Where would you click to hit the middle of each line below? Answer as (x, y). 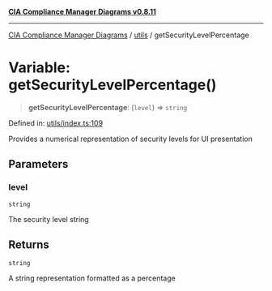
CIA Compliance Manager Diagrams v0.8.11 (82, 12)
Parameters (38, 164)
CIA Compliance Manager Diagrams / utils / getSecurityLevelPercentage (129, 35)
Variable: (40, 68)
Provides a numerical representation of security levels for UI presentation (130, 139)
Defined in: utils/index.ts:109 (56, 123)
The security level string (49, 219)
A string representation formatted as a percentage (92, 278)
